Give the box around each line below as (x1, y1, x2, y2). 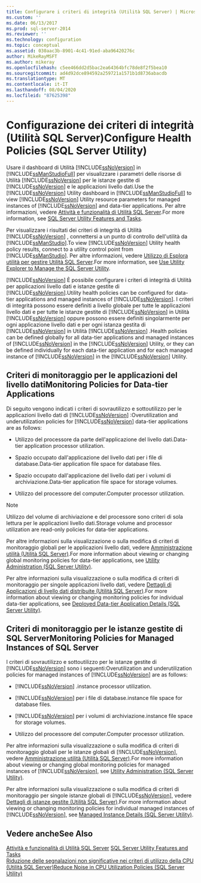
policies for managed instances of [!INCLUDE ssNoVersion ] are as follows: (6, 671, 188, 678)
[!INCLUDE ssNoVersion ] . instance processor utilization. (14, 683, 152, 690)
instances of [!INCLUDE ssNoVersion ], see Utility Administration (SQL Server (6, 768, 194, 775)
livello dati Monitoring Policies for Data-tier (6, 379, 169, 390)
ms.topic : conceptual (6, 43, 60, 49)
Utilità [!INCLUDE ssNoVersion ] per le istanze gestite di (6, 176, 141, 184)
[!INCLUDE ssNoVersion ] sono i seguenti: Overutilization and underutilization (6, 665, 193, 672)
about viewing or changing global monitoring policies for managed (6, 761, 170, 768)
